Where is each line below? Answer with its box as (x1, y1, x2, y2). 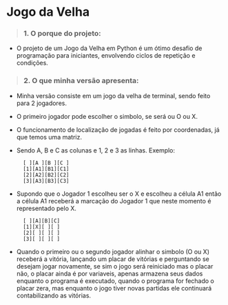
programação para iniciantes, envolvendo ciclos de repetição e (16, 52, 196, 60)
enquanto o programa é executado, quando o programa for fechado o (16, 276, 215, 285)
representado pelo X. (16, 204, 77, 212)
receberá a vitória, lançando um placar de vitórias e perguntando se (16, 255, 209, 263)
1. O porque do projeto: (23, 29, 101, 38)
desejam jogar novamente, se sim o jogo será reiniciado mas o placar (16, 262, 214, 270)
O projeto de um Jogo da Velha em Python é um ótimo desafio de (16, 44, 203, 52)
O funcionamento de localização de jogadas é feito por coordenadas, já (16, 125, 220, 134)
